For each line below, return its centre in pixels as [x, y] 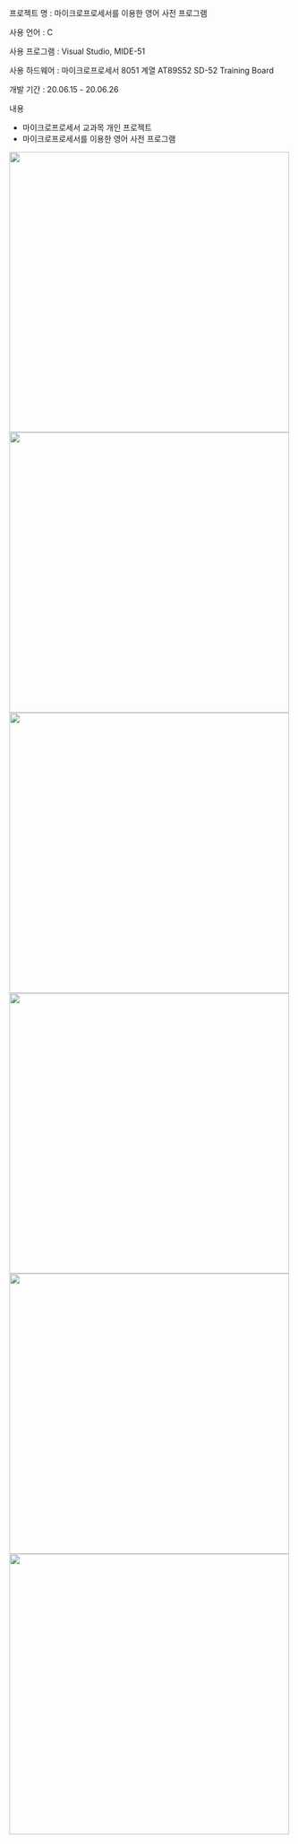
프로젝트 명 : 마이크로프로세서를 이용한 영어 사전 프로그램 [108, 13]
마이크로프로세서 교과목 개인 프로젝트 [87, 127]
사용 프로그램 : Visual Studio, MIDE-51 [77, 51]
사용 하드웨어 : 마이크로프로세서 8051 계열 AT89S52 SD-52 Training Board [142, 70]
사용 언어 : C [31, 32]
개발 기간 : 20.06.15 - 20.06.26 [64, 89]
